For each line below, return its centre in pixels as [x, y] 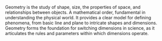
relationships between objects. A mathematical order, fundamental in [75, 12]
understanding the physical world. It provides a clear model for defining [78, 18]
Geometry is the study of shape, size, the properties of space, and [73, 7]
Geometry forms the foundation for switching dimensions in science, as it [80, 28]
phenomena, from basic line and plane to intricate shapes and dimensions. [81, 23]
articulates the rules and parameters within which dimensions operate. [77, 33]
